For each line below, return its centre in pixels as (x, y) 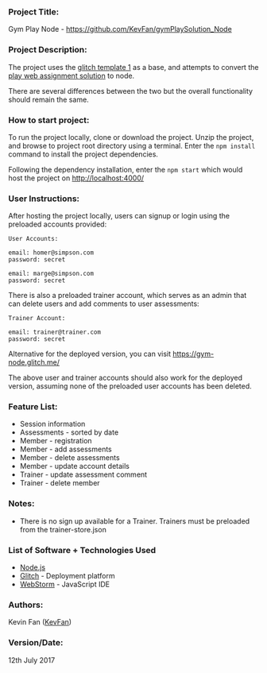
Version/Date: (36, 643)
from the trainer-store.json (63, 529)
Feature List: (33, 407)
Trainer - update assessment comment (83, 474)
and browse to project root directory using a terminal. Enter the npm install (132, 145)
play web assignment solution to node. (72, 75)
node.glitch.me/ (34, 362)
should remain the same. (48, 99)
